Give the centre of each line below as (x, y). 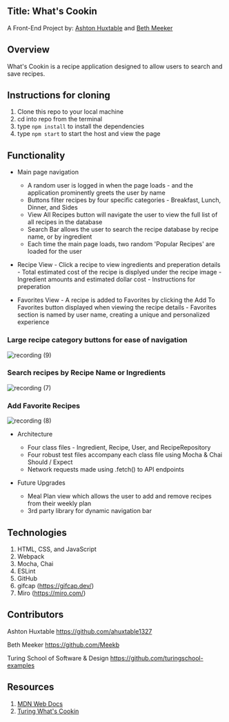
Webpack (31, 556)
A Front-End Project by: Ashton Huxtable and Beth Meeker (90, 28)
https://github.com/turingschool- (157, 658)
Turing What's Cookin (48, 711)
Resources (31, 687)
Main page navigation (48, 172)
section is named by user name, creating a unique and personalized (113, 315)
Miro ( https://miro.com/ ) (51, 593)
